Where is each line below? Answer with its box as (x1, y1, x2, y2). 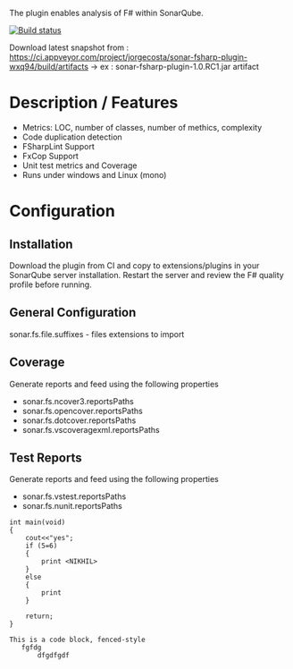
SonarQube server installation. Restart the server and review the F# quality (9, 269, 284, 280)
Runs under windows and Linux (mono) (21, 169, 167, 180)
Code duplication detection (21, 131, 122, 142)
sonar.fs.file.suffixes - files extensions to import (9, 328, 185, 339)
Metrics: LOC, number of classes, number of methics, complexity (21, 122, 263, 132)
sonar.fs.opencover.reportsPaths (21, 405, 143, 416)
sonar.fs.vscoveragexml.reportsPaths (21, 424, 161, 435)
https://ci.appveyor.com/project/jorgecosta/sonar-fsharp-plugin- (9, 52, 248, 62)
